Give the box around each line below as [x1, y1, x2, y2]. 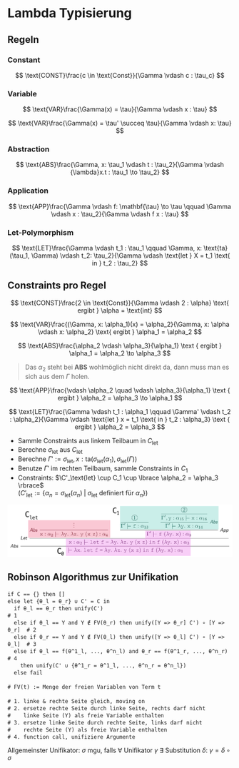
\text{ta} [203, 244, 228, 253]
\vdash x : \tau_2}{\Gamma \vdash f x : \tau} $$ [51, 209, 189, 218]
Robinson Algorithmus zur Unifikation [7, 571, 179, 583]
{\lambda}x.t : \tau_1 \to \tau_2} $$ [70, 168, 170, 176]
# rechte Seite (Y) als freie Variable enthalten [7, 727, 168, 734]
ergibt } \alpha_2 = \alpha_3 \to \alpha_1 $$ [57, 393, 183, 402]
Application [7, 186, 49, 196]
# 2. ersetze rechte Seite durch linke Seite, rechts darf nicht [7, 705, 205, 712]
